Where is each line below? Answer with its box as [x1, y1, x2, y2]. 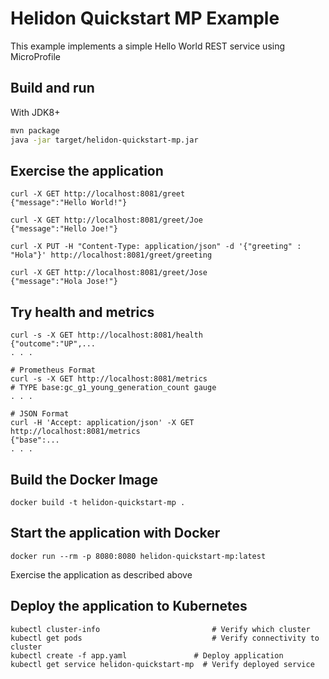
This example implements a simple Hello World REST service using [10, 40, 286, 52]
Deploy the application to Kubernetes [10, 598, 248, 615]
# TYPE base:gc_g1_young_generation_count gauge [10, 383, 217, 393]
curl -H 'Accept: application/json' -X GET [10, 418, 195, 428]
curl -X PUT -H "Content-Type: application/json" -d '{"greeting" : [10, 242, 302, 252]
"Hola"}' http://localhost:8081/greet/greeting [10, 250, 213, 261]
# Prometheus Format [10, 365, 97, 376]
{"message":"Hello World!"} [10, 198, 128, 208]
